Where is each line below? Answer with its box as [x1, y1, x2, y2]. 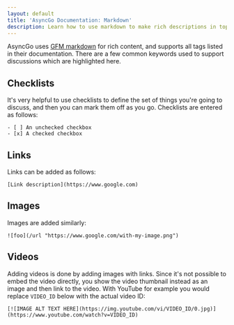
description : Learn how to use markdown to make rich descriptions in [7, 23, 217, 30]
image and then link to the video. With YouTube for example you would [7, 284, 210, 293]
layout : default [7, 10, 54, 17]
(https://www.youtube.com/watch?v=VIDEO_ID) [7, 311, 139, 318]
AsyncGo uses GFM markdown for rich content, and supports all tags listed [7, 43, 223, 51]
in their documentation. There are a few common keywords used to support [7, 50, 224, 58]
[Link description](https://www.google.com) [7, 181, 139, 188]
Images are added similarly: [7, 218, 87, 227]
